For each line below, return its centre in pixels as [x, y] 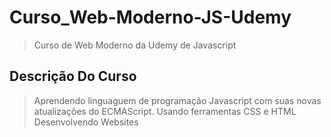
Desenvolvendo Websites [86, 122]
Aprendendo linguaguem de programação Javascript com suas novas [177, 100]
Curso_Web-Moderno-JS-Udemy [150, 17]
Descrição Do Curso [73, 76]
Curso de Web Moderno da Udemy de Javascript [135, 45]
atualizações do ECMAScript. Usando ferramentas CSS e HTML [165, 111]
